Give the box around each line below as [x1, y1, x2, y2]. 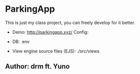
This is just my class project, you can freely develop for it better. [5, 20, 136, 25]
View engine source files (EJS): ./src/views [12, 48, 100, 54]
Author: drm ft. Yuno [5, 62, 70, 71]
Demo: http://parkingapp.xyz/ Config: [12, 29, 89, 35]
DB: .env [12, 38, 30, 45]
